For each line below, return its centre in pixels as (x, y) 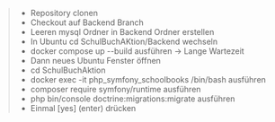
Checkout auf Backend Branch (87, 22)
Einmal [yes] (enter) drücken (83, 108)
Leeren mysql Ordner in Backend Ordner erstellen (122, 32)
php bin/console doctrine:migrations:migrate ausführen (133, 99)
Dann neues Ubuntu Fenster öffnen (95, 61)
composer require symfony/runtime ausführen (115, 89)
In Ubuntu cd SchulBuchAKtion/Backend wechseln (124, 41)
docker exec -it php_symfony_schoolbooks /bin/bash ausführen (148, 79)
